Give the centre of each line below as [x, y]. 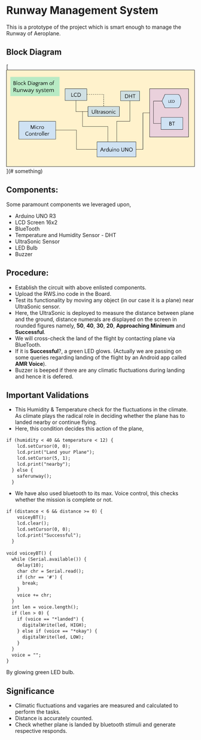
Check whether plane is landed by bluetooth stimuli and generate [95, 724]
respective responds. [41, 731]
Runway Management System [82, 10]
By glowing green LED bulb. [40, 672]
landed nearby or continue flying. [56, 422]
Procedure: [28, 273]
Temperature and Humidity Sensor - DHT [66, 235]
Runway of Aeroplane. [33, 33]
